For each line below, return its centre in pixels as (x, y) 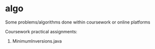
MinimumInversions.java (37, 41)
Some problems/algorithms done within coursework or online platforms (78, 22)
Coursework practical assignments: (41, 31)
